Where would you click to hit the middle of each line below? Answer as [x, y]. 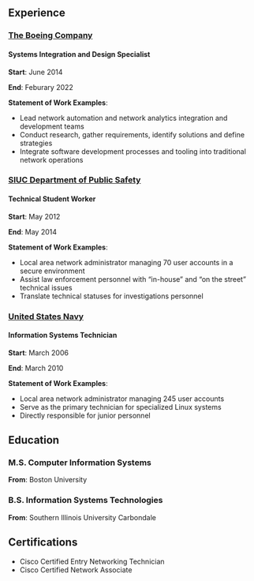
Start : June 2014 [35, 72]
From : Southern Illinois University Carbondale [82, 517]
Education [34, 440]
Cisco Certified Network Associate [76, 570]
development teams [52, 126]
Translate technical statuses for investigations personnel [111, 296]
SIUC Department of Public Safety [75, 180]
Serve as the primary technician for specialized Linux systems [121, 407]
